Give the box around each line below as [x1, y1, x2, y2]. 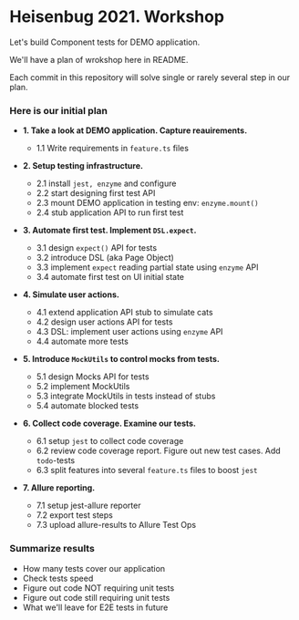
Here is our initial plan [9, 104, 108, 117]
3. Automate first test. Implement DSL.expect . [22, 225, 197, 236]
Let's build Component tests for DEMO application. [9, 36, 201, 47]
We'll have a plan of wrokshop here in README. [9, 54, 189, 65]
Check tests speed [22, 573, 94, 584]
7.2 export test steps [36, 510, 114, 521]
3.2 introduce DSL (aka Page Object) [36, 253, 175, 263]
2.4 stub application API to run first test [36, 207, 184, 218]
